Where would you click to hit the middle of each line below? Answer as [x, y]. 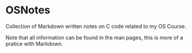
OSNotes [28, 10]
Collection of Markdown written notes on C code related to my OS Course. [96, 26]
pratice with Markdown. [34, 44]
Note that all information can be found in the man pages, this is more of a [95, 37]
